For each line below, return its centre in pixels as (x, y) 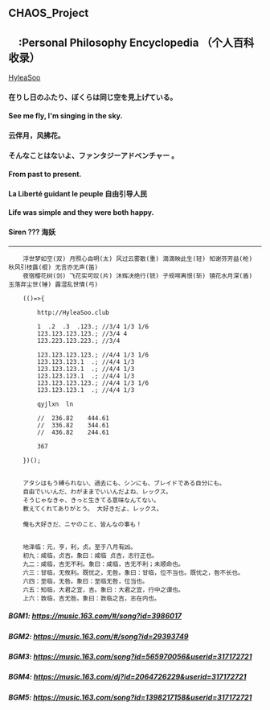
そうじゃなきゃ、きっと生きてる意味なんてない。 (92, 500)
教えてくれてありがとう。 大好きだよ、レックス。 (93, 509)
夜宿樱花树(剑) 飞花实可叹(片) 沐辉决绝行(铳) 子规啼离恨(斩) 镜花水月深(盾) (138, 276)
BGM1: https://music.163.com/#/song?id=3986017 (95, 616)
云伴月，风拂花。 (37, 135)
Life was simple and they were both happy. (81, 213)
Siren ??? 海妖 (32, 232)
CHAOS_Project (49, 13)
